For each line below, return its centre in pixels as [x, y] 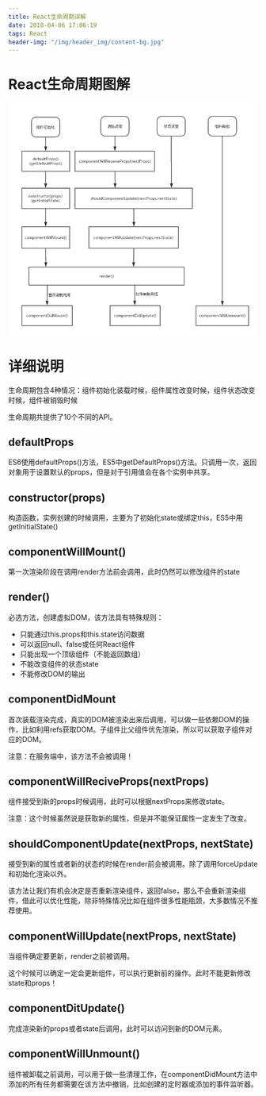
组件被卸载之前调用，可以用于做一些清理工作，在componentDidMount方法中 [133, 1074]
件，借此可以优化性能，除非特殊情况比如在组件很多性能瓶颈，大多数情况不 [129, 901]
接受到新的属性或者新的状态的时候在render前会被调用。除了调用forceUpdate [133, 864]
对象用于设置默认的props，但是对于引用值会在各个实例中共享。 [111, 472]
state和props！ [33, 983]
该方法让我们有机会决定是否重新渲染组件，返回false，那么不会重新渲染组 [127, 891]
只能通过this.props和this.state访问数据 [82, 634]
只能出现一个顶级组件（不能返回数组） [82, 654]
